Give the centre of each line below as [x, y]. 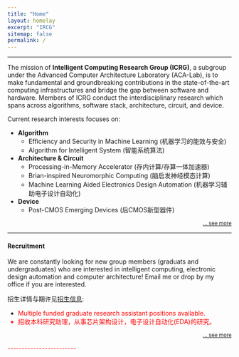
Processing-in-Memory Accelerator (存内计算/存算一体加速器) [119, 167]
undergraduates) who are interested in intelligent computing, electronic [112, 269]
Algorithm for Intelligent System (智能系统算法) [96, 150]
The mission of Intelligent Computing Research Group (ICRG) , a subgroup [117, 68]
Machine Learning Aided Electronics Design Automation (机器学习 [124, 185]
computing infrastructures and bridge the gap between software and [108, 90]
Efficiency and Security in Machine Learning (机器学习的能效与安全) [127, 141]
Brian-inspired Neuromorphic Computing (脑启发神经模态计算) [119, 176]
